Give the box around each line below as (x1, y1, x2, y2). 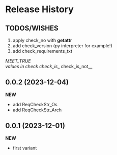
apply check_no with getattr (12, 37, 72, 43)
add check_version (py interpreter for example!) (12, 43, 113, 49)
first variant (12, 145, 37, 151)
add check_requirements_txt (12, 48, 73, 54)
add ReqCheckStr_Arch (12, 107, 62, 113)
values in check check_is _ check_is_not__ (5, 64, 93, 69)
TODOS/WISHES (5, 24, 58, 33)
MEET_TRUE (5, 58, 32, 64)
